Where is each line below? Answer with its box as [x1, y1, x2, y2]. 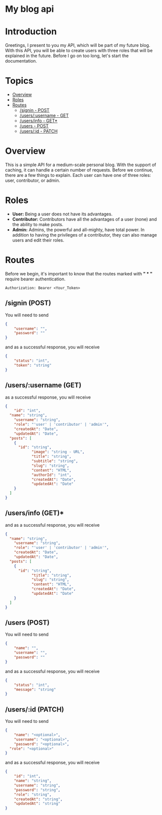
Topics [5, 75, 33, 87]
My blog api [5, 3, 54, 15]
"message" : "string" [14, 687, 56, 692]
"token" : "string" [14, 363, 52, 368]
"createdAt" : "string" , [14, 797, 63, 802]
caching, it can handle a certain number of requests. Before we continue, [5, 167, 154, 173]
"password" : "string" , [14, 787, 61, 792]
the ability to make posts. [12, 221, 64, 227]
